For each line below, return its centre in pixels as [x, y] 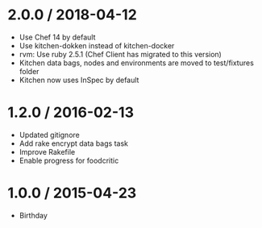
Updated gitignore [49, 135]
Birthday [33, 215]
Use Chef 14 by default [57, 37]
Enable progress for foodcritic [69, 160]
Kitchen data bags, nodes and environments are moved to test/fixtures [137, 63]
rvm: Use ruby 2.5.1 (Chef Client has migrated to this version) [121, 54]
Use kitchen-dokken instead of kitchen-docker [97, 45]
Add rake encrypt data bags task [73, 143]
